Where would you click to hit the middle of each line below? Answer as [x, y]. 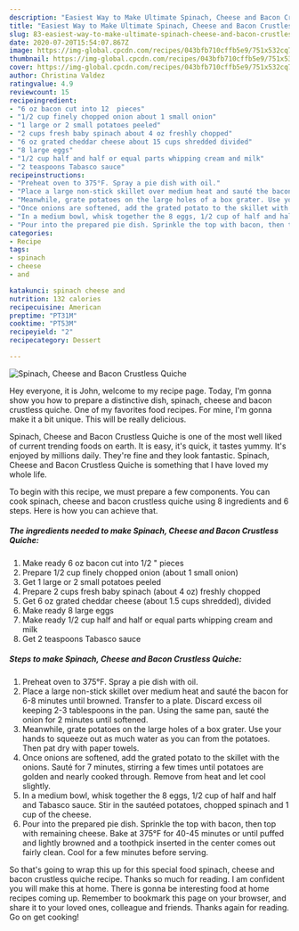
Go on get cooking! [44, 917]
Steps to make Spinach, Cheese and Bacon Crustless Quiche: [125, 659]
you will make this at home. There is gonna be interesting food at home [139, 888]
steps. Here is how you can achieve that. [84, 510]
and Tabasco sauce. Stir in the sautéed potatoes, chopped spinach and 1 [155, 804]
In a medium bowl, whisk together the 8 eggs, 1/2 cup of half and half [149, 795]
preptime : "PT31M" [43, 316]
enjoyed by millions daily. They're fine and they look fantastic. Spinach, [139, 455]
